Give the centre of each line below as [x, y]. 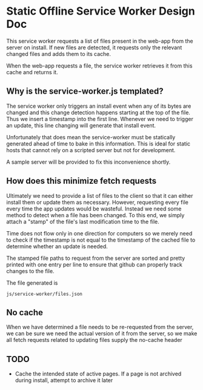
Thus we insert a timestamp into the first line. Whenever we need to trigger [100, 119]
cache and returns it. [32, 72]
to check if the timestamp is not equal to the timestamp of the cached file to [101, 240]
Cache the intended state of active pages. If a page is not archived [98, 374]
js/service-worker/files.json [45, 294]
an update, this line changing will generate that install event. [81, 125]
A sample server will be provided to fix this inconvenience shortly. [88, 162]
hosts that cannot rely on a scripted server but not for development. [91, 150]
